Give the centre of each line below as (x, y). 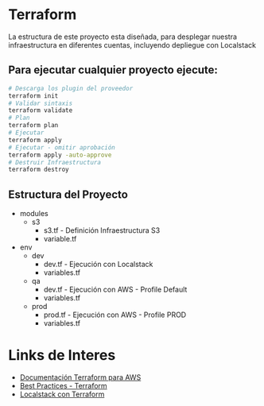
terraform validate (41, 110)
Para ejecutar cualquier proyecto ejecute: (113, 70)
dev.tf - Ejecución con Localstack (98, 265)
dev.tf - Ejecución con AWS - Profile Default (115, 290)
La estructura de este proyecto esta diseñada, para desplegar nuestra (122, 37)
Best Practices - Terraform (63, 386)
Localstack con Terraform (62, 394)
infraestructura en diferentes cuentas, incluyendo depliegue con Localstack (132, 44)
